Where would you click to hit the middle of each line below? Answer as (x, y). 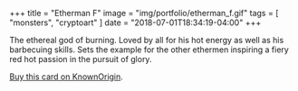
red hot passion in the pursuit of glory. (81, 59)
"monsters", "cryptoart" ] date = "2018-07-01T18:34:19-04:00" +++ (135, 23)
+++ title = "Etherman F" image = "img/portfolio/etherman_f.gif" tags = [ (144, 13)
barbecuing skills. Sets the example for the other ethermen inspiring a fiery (149, 50)
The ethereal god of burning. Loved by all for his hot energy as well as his (147, 40)
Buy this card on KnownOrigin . (67, 77)
